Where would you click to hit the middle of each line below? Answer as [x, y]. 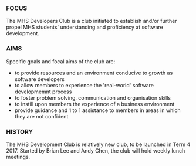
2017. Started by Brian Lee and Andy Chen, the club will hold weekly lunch [96, 150]
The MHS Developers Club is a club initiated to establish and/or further [92, 21]
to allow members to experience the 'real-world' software [84, 85]
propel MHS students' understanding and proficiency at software [85, 27]
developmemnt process [43, 92]
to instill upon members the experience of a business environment [94, 104]
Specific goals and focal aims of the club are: [61, 61]
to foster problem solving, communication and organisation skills [93, 97]
